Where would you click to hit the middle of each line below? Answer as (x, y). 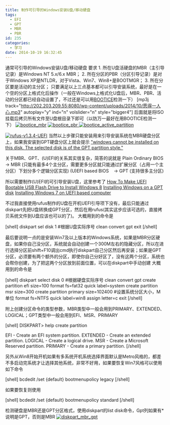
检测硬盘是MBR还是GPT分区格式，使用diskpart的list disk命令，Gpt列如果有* (85, 410)
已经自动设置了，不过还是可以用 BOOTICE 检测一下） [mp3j (88, 99)
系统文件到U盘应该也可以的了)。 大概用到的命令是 (61, 216)
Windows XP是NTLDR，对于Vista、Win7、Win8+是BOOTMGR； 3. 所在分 (86, 80)
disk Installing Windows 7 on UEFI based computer (58, 192)
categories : (18, 43)
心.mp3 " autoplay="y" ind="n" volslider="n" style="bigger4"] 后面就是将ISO (84, 112)
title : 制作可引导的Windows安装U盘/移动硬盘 (48, 10)
